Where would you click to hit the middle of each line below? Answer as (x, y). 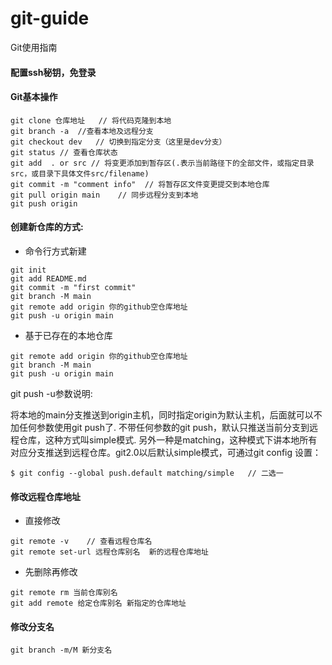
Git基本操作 (34, 97)
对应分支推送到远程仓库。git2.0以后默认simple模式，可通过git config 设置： (166, 452)
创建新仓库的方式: (47, 227)
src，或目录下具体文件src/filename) (80, 173)
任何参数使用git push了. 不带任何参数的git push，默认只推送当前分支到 (164, 427)
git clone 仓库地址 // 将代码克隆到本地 (91, 120)
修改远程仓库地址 (45, 496)
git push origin (44, 203)
